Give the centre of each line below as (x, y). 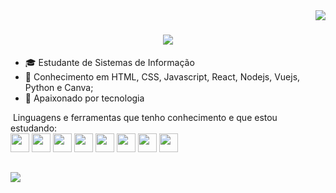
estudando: (34, 128)
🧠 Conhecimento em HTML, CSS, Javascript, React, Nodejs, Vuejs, (162, 76)
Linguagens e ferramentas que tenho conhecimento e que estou (145, 117)
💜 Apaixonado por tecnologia (84, 98)
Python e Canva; (59, 87)
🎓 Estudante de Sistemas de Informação (109, 62)
